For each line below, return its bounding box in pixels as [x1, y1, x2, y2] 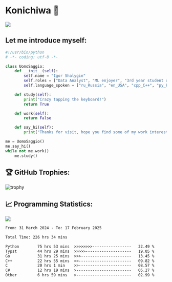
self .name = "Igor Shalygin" [24, 73, 86, 78]
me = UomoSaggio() [5, 139, 45, 144]
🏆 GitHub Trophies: [5, 168, 70, 176]
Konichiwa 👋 [5, 5, 59, 16]
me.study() [14, 153, 38, 158]
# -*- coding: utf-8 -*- [5, 54, 58, 59]
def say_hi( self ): [14, 125, 54, 130]
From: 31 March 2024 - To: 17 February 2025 [5, 226, 102, 231]
